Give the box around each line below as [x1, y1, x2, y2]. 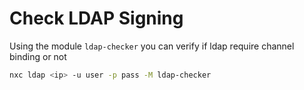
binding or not [9, 50, 67, 62]
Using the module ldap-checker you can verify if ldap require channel [9, 40, 295, 52]
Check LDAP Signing [9, 7, 184, 30]
